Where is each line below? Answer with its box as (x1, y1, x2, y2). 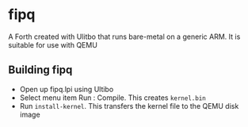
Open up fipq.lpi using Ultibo (19, 84, 114, 94)
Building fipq (8, 63, 73, 77)
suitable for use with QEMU (8, 40, 97, 49)
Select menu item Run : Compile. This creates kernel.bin (19, 93, 206, 102)
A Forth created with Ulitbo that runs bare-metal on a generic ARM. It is (8, 32, 241, 41)
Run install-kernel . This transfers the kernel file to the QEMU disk (19, 101, 239, 110)
